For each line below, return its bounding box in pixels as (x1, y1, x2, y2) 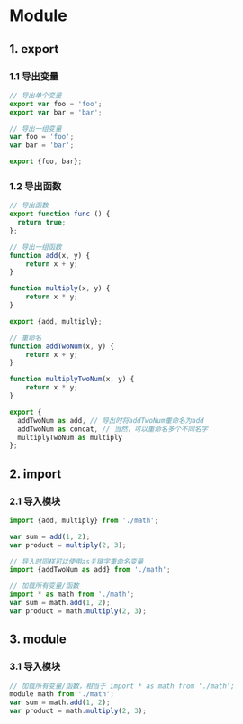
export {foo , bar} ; (9, 157, 83, 167)
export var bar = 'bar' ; (9, 107, 103, 117)
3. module (9, 632, 67, 647)
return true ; (17, 218, 67, 227)
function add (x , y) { (9, 251, 91, 260)
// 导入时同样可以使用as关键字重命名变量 (9, 556, 144, 566)
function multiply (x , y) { (9, 284, 111, 293)
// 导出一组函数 (9, 243, 62, 252)
